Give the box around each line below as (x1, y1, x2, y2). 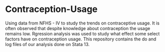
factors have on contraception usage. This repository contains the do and (5, 36, 157, 42)
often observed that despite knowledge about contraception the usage (5, 25, 151, 31)
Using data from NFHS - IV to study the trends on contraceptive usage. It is (5, 20, 160, 26)
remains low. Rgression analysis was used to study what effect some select (5, 30, 160, 36)
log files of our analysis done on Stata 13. (5, 41, 90, 47)
